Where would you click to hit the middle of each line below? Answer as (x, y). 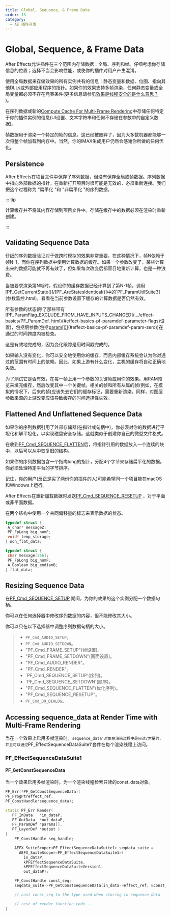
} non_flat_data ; (24, 542)
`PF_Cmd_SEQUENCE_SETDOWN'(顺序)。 (69, 682)
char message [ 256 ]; (28, 556)
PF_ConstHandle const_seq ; (43, 881)
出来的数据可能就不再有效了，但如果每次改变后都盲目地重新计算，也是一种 (83, 268)
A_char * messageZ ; (27, 528)
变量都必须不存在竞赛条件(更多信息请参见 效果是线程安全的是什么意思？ (84, 94)
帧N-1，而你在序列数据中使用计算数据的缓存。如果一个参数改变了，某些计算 (85, 262)
